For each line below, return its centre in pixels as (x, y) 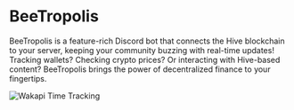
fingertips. (28, 78)
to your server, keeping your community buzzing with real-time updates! (142, 50)
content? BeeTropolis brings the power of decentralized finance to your (140, 69)
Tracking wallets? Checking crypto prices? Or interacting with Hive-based (145, 59)
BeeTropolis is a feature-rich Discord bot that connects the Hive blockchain (147, 41)
